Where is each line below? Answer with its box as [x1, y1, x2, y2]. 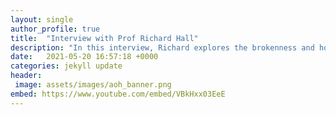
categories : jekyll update [10, 61, 123, 71]
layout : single [10, 14, 74, 25]
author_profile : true [10, 24, 101, 34]
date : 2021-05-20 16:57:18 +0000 [10, 52, 159, 62]
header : [10, 71, 43, 81]
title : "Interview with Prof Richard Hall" [10, 33, 199, 43]
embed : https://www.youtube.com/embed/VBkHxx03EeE [10, 89, 226, 99]
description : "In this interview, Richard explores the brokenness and [10, 42, 315, 53]
